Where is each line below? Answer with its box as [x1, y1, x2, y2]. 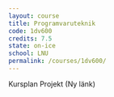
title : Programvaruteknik [8, 19, 95, 27]
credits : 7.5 [8, 34, 53, 43]
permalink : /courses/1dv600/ [8, 57, 107, 65]
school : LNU [8, 49, 49, 57]
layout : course [8, 11, 60, 20]
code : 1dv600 [8, 27, 53, 35]
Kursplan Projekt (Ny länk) [8, 78, 95, 89]
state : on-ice [8, 42, 57, 50]
